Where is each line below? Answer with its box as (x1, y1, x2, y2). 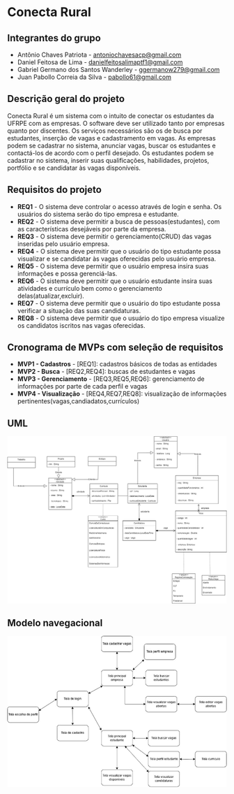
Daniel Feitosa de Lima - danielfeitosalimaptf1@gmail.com (17, 58, 183, 66)
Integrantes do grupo (7, 32, 101, 44)
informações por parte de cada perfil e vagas (17, 382, 148, 391)
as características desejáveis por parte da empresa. (17, 224, 166, 233)
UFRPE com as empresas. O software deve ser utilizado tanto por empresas (7, 119, 225, 127)
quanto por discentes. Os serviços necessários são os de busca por (7, 127, 203, 135)
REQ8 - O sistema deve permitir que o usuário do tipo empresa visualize (17, 314, 225, 322)
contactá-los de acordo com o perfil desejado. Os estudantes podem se (7, 148, 214, 157)
